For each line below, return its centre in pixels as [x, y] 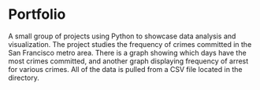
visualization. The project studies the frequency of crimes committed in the [130, 44]
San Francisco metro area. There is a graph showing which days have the [127, 52]
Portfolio [37, 14]
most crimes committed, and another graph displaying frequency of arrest [128, 61]
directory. [24, 77]
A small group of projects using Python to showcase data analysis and [122, 36]
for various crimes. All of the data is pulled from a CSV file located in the [125, 69]
